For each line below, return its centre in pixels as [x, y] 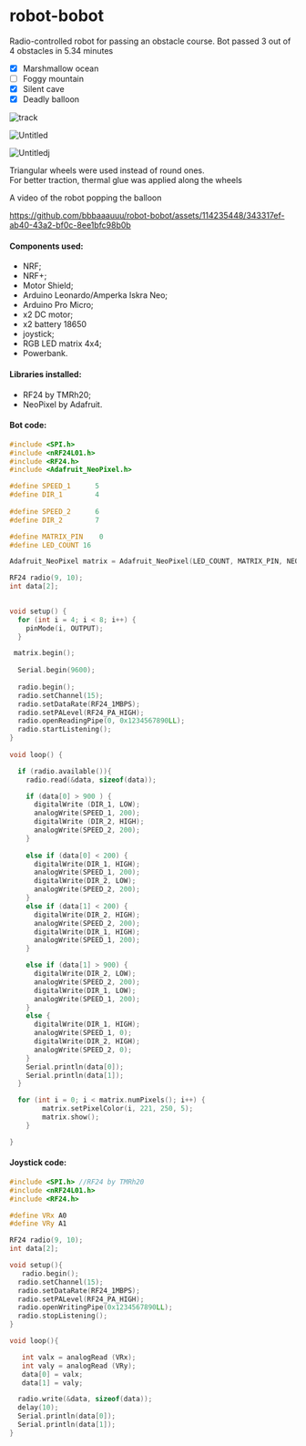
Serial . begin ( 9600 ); [56, 671]
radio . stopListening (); [62, 1316]
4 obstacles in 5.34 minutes [61, 50]
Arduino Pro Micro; [58, 305]
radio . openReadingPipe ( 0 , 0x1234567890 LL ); [101, 721]
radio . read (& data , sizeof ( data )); [91, 780]
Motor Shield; [48, 286]
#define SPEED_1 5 [55, 487]
